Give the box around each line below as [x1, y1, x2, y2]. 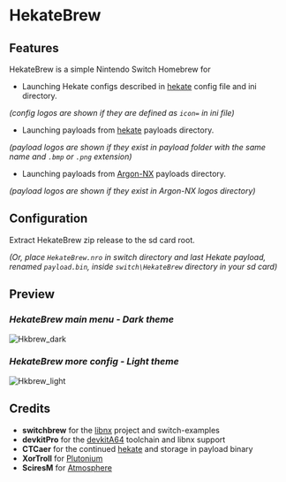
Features [9, 41, 59, 56]
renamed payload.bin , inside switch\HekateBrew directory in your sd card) [9, 261, 278, 272]
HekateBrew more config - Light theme [9, 356, 179, 368]
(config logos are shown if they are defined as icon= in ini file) [9, 108, 236, 118]
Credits [9, 402, 51, 417]
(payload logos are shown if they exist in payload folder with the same [9, 142, 267, 152]
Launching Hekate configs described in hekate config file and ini [21, 81, 258, 91]
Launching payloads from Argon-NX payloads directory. [21, 169, 227, 179]
